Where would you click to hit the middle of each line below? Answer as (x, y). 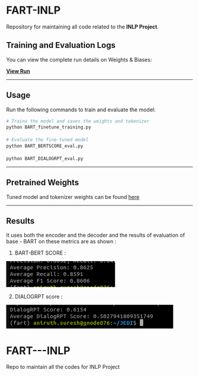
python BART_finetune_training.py (49, 127)
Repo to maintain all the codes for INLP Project (63, 367)
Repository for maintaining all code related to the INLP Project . (82, 27)
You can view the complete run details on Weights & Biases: (79, 59)
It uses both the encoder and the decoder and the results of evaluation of (96, 235)
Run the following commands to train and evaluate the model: (81, 110)
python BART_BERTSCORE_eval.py (45, 146)
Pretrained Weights (43, 183)
